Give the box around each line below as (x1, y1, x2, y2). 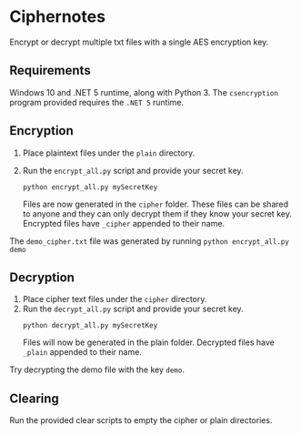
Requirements (9, 63, 91, 78)
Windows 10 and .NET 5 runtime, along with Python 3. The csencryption (9, 86, 279, 97)
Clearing (9, 390, 59, 406)
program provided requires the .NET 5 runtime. (9, 96, 185, 107)
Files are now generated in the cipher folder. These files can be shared (22, 198, 289, 209)
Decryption (9, 269, 75, 285)
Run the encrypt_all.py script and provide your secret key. (22, 165, 244, 176)
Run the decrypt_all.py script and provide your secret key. (22, 303, 244, 315)
